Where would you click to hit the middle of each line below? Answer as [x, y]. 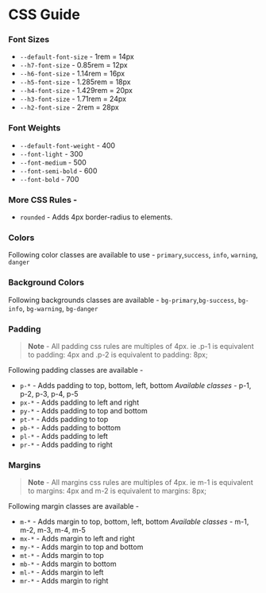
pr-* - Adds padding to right [66, 444]
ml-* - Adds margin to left [62, 572]
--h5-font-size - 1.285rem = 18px [75, 82]
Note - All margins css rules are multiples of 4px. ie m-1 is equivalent [140, 483]
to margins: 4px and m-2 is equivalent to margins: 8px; [117, 491]
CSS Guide [44, 15]
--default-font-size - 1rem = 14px [77, 56]
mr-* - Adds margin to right [64, 581]
